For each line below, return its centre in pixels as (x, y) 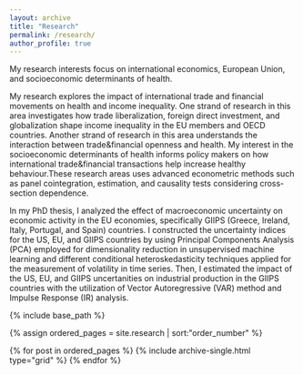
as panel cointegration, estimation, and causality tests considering (133, 184)
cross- (272, 184)
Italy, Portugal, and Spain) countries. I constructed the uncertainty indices (148, 230)
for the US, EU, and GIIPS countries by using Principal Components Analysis (152, 240)
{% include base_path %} (57, 316)
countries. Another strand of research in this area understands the (133, 135)
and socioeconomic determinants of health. (91, 79)
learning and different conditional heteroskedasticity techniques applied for (151, 259)
